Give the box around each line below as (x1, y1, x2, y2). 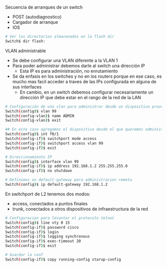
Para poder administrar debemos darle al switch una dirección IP (12, 62, 145, 69)
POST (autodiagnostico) (12, 14, 62, 19)
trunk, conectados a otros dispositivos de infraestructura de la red (12, 206, 148, 212)
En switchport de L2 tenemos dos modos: (5, 191, 90, 197)
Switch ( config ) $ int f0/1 (5, 132, 59, 136)
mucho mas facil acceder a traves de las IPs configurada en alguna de (12, 78, 157, 84)
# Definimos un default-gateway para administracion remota (5, 177, 133, 182)
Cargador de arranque (12, 19, 58, 25)
